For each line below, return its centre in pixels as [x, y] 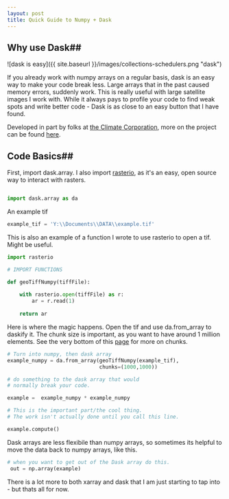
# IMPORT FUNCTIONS [35, 269]
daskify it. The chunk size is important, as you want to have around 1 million [114, 334]
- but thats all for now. [38, 489]
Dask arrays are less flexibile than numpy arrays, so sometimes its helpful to [114, 442]
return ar [34, 314]
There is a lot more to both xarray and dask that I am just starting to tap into [114, 482]
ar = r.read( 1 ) [53, 301]
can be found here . [34, 135]
